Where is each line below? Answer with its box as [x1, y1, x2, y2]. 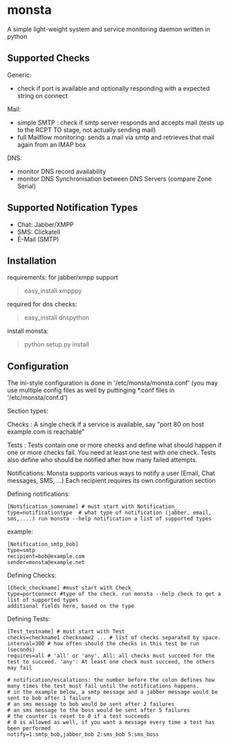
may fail [7, 665, 33, 672]
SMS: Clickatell [17, 228, 61, 236]
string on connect [17, 91, 68, 100]
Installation [7, 255, 57, 266]
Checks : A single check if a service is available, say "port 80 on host [7, 421, 204, 429]
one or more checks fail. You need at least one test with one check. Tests [7, 448, 216, 457]
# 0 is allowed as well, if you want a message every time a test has [7, 719, 215, 726]
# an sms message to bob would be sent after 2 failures [7, 701, 175, 708]
